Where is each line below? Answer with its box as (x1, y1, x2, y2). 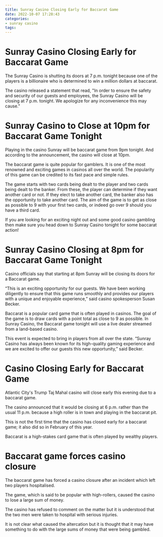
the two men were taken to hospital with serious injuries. (5, 512, 118, 517)
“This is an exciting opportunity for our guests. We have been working (5, 285, 145, 291)
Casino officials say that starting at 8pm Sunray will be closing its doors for (5, 271, 155, 277)
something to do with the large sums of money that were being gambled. (5, 526, 151, 532)
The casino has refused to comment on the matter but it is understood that (5, 506, 155, 512)
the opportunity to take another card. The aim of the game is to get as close (5, 197, 157, 203)
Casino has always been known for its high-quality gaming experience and (5, 341, 155, 346)
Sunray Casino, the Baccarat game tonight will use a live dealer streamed (5, 321, 152, 326)
